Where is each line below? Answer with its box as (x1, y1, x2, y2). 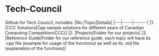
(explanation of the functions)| (5, 45, 66, 51)
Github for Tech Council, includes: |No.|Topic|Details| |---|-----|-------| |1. (5, 19, 155, 25)
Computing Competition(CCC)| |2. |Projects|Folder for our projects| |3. (5, 30, 147, 36)
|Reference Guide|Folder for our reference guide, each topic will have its (5, 35, 151, 41)
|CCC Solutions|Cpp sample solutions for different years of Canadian (5, 24, 144, 30)
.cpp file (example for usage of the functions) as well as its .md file (5, 40, 139, 46)
